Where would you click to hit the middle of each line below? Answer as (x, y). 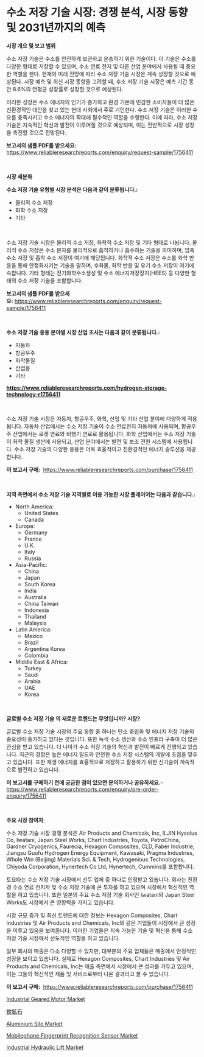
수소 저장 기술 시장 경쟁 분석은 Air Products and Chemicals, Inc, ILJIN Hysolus (102, 833)
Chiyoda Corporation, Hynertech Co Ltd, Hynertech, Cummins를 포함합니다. (100, 866)
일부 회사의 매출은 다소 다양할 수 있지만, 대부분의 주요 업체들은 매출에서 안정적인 (101, 951)
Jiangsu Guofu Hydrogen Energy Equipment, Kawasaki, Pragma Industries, (100, 852)
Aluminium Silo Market (34, 1024)
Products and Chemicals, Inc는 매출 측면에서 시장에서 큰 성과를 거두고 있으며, (100, 966)
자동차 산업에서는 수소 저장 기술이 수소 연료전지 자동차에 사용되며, (102, 426)
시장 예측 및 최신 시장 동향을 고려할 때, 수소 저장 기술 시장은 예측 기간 (106, 81)
